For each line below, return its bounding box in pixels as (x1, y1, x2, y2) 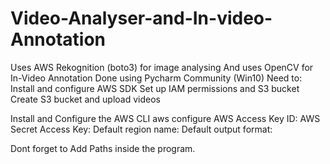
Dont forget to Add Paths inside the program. (10, 142, 196, 154)
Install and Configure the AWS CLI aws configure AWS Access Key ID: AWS (10, 112, 321, 124)
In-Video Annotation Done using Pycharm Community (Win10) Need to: (10, 72, 303, 84)
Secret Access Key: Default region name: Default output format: (10, 123, 273, 135)
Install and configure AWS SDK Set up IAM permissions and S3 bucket (10, 82, 300, 94)
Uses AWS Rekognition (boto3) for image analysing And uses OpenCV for (10, 61, 314, 73)
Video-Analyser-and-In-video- (10, 7, 273, 30)
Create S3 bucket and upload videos (10, 93, 161, 105)
